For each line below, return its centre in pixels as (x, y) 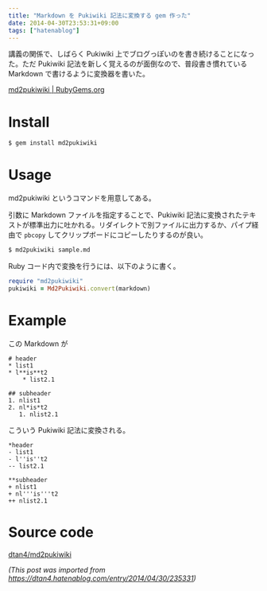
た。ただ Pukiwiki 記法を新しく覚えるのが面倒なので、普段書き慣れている (128, 64)
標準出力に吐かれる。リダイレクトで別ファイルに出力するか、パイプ (140, 225)
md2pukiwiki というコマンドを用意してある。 (82, 198)
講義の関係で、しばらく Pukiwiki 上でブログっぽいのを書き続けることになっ (132, 54)
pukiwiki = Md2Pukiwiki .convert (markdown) (79, 288)
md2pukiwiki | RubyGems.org (56, 90)
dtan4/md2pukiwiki (40, 554)
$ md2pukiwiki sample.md (49, 250)
